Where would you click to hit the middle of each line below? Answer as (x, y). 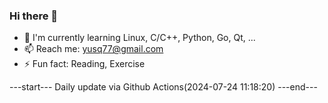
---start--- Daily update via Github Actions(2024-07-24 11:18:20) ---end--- (163, 87)
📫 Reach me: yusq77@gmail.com (93, 49)
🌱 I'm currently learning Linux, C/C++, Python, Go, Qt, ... (139, 38)
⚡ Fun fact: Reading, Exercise (84, 64)
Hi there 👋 (34, 16)
